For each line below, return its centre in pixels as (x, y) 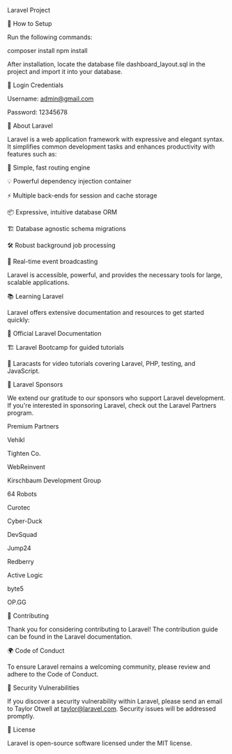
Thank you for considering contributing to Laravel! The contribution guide (113, 629)
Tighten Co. (24, 453)
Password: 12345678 (38, 112)
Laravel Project (29, 10)
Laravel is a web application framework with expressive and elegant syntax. (116, 139)
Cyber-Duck (25, 521)
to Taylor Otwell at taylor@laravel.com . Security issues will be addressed (111, 709)
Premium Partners (33, 426)
